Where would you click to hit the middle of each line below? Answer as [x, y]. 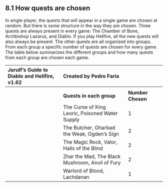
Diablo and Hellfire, [31, 76]
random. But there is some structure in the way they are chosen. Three [78, 25]
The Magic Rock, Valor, [90, 142]
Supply [71, 119]
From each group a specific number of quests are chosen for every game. [81, 46]
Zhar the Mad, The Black [92, 156]
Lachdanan [76, 177]
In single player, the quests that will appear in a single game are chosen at [81, 20]
